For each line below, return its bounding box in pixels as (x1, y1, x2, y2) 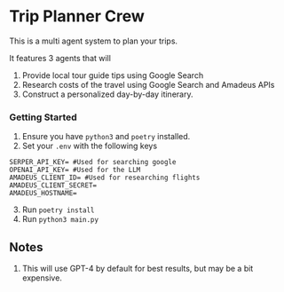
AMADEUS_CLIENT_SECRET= (9, 181, 98, 190)
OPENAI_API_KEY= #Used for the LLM (9, 166, 141, 175)
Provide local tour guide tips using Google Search (21, 69, 204, 81)
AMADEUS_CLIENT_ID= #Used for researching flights (9, 173, 201, 183)
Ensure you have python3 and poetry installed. (21, 131, 191, 142)
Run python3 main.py (21, 214, 99, 225)
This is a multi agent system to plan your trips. (9, 36, 178, 46)
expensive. (21, 272, 62, 283)
